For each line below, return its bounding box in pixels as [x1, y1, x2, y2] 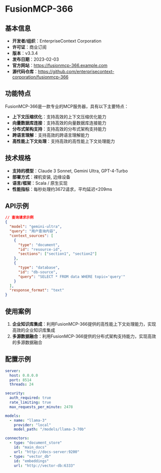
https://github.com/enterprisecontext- [38, 68, 115, 74]
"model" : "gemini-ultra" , [9, 224, 62, 229]
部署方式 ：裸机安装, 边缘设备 [12, 174, 71, 180]
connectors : [5, 436, 29, 441]
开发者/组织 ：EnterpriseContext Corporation [12, 38, 101, 44]
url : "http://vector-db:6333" [14, 463, 76, 468]
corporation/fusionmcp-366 [12, 74, 69, 80]
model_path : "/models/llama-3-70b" [14, 427, 86, 432]
